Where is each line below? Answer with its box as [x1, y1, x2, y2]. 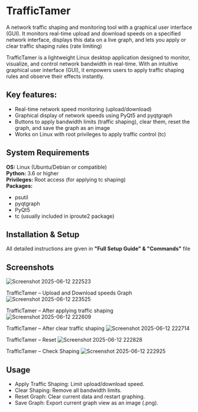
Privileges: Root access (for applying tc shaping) [6, 176, 126, 183]
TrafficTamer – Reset [6, 336, 57, 344]
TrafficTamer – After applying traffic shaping [6, 307, 113, 314]
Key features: [6, 90, 57, 100]
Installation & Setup [6, 229, 80, 240]
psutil [14, 194, 28, 201]
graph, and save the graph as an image [14, 124, 111, 131]
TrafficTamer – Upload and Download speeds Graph [6, 289, 132, 296]
